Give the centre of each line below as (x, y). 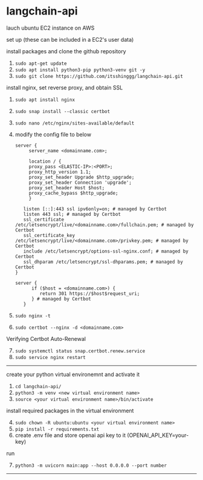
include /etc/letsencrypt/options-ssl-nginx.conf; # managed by (106, 251)
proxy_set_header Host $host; (67, 188)
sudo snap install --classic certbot (63, 111)
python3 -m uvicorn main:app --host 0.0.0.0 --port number (91, 465)
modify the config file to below (53, 134)
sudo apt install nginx (45, 100)
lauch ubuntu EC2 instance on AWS (50, 28)
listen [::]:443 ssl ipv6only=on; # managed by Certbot (95, 209)
